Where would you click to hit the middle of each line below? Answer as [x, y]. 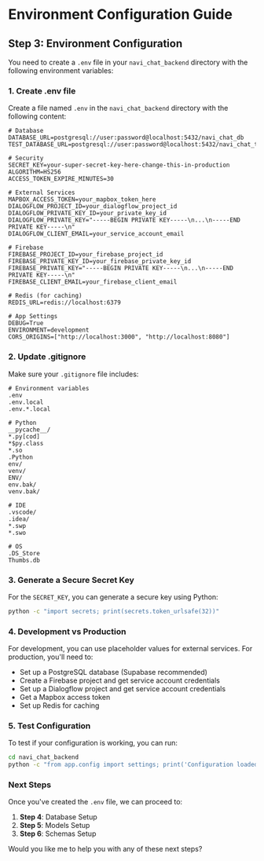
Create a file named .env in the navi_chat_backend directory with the [118, 108]
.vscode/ [22, 512]
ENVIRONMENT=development [49, 330]
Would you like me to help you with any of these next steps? [105, 849]
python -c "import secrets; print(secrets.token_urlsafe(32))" [114, 611]
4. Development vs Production [67, 632]
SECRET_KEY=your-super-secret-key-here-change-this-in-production [119, 165]
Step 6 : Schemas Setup [58, 834]
